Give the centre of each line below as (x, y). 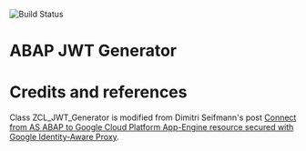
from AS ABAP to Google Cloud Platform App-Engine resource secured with (152, 127)
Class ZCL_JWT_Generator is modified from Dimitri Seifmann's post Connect (153, 117)
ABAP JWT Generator (93, 51)
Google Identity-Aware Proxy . (65, 137)
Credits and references (98, 92)
